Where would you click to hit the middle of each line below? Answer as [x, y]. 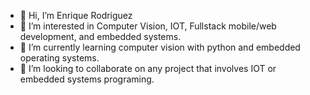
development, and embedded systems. [100, 36]
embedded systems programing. [87, 79]
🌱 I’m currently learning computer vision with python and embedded [160, 47]
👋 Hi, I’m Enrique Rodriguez [76, 15]
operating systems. [59, 58]
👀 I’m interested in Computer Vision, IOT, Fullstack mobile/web [148, 26]
